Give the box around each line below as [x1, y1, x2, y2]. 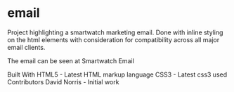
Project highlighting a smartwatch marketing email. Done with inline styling [7, 28, 223, 37]
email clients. [7, 43, 46, 51]
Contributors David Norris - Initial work [7, 77, 119, 86]
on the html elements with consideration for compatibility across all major [7, 35, 220, 44]
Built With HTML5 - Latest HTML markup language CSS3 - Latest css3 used [7, 70, 228, 79]
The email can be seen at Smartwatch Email [7, 56, 135, 65]
